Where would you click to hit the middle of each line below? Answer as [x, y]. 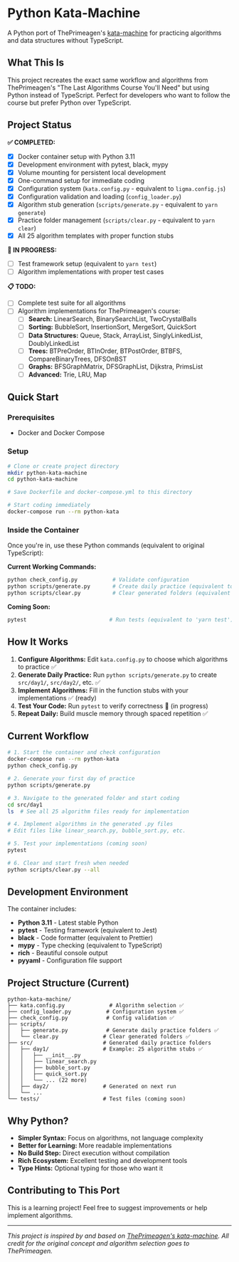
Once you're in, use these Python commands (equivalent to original [106, 545]
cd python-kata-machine [43, 479]
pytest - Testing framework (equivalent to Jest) [87, 930]
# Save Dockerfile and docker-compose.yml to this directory [100, 493]
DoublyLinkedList [54, 343]
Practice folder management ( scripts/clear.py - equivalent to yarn [116, 220]
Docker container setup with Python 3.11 [76, 156]
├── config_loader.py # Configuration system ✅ [96, 1012]
